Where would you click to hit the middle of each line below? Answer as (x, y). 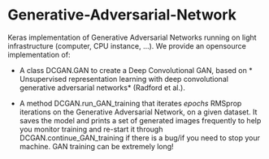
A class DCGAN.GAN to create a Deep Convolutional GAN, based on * (136, 70)
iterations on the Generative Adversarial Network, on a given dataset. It (138, 112)
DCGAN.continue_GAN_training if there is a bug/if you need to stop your (140, 138)
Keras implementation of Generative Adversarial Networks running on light (132, 37)
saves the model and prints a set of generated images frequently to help (140, 120)
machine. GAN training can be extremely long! (96, 146)
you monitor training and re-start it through (91, 129)
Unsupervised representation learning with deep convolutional (124, 79)
